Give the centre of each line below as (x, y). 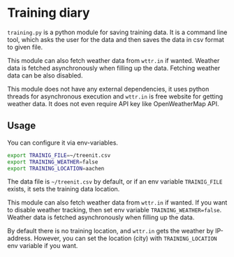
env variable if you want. (43, 246)
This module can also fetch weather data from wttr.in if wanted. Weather (114, 60)
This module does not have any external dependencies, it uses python (108, 89)
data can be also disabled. (45, 75)
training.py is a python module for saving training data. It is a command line (117, 32)
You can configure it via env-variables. (63, 142)
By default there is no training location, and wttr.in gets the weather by (111, 231)
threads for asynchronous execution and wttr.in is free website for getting (115, 96)
